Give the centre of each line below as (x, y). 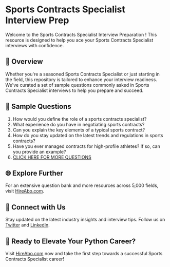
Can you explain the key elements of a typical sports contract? (79, 130)
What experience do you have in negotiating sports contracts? (79, 124)
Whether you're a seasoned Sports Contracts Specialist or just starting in (83, 74)
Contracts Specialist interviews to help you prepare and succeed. (74, 90)
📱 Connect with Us (35, 207)
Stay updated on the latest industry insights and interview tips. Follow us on (85, 220)
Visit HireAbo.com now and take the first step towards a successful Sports (84, 253)
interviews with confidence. (35, 45)
